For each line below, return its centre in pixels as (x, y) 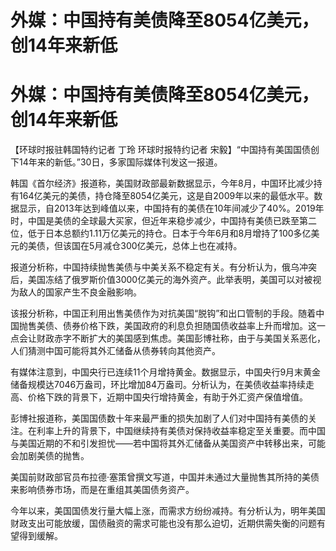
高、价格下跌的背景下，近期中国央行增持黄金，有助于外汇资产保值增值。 (159, 397)
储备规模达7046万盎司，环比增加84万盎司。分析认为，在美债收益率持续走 (162, 385)
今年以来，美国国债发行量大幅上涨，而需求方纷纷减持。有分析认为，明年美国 (168, 511)
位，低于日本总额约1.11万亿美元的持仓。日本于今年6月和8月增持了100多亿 (161, 233)
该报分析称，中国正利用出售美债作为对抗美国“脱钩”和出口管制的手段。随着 (163, 313)
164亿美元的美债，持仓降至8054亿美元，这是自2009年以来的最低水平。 (166, 196)
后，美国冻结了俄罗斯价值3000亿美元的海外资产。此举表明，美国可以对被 (161, 280)
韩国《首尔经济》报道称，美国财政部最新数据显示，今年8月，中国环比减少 (162, 183)
